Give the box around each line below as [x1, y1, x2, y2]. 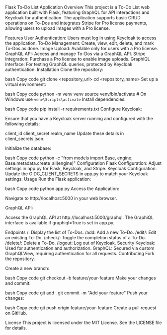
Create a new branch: [5, 266, 50, 271]
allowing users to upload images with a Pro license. [5, 25, 110, 31]
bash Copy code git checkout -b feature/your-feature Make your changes [5, 275, 156, 281]
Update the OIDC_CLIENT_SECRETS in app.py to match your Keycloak [5, 171, 148, 177]
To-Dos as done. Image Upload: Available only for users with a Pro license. [5, 46, 158, 51]
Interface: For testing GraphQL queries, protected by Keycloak [5, 62, 133, 67]
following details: [5, 121, 40, 127]
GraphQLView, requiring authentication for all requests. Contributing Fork [5, 251, 155, 256]
